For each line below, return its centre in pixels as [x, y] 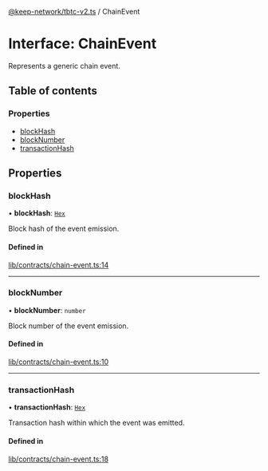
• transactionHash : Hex [47, 407]
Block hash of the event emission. [64, 229]
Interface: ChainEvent [83, 44]
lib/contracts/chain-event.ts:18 [59, 459]
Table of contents [53, 91]
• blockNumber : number [47, 310]
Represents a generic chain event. [65, 65]
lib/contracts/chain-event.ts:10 [59, 362]
